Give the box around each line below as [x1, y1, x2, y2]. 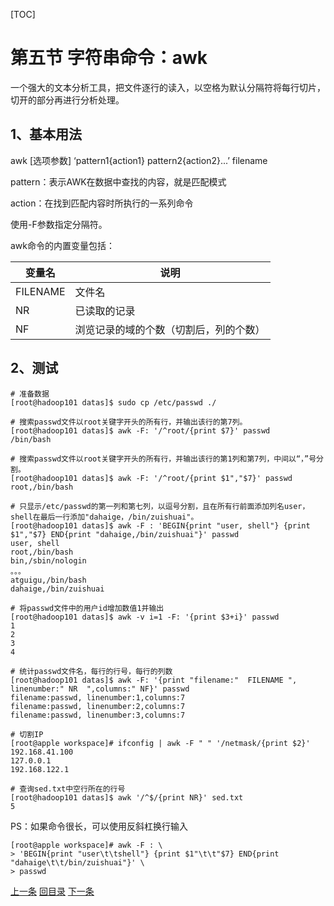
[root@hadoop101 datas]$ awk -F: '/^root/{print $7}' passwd [10, 425, 271, 436]
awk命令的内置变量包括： [10, 239, 116, 251]
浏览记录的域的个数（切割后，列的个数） [74, 322, 266, 336]
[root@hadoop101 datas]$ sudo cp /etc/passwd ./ [10, 397, 217, 408]
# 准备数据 [10, 389, 50, 399]
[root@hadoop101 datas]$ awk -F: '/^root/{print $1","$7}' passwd [10, 473, 293, 483]
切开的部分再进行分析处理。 [10, 94, 125, 106]
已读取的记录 [74, 304, 136, 318]
